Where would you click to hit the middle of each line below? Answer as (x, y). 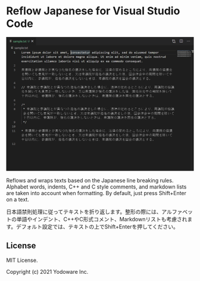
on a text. (18, 199)
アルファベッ (177, 211)
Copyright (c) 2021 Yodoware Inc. (47, 271)
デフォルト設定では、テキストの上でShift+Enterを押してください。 (97, 226)
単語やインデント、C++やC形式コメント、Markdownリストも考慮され (102, 219)
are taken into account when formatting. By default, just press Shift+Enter (96, 193)
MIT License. (22, 260)
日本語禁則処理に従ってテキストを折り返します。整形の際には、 (84, 211)
